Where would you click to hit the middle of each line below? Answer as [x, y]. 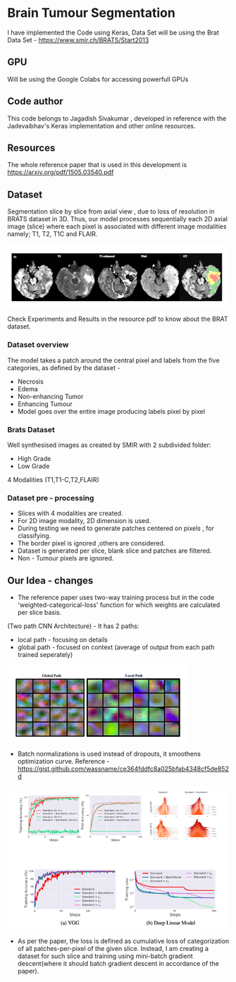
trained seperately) [45, 655]
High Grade [34, 458]
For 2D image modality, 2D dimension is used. [84, 521]
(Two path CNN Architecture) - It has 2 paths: [73, 626]
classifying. [34, 536]
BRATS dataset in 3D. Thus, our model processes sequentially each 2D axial [117, 219]
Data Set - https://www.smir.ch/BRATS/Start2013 [78, 39]
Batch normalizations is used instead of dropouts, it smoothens [109, 754]
